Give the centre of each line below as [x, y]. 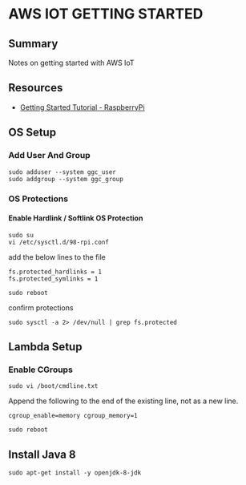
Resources [36, 88]
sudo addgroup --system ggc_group [66, 179]
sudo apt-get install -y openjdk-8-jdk [75, 473]
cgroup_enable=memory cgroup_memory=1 [73, 416]
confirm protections [41, 307]
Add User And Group [49, 156]
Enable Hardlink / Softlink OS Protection [76, 218]
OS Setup [32, 133]
